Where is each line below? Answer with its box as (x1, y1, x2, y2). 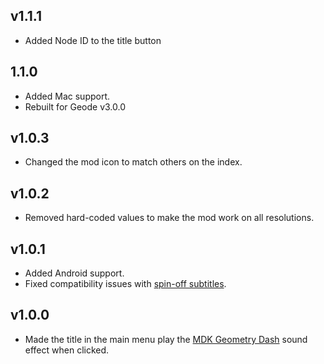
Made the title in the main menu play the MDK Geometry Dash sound (24, 333, 308, 345)
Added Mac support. (24, 90, 111, 102)
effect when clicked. (24, 344, 110, 356)
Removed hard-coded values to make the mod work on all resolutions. (24, 212, 315, 224)
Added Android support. (24, 267, 125, 279)
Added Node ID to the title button (24, 34, 162, 46)
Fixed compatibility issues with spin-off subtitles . (24, 278, 227, 290)
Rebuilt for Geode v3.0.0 (24, 100, 127, 113)
